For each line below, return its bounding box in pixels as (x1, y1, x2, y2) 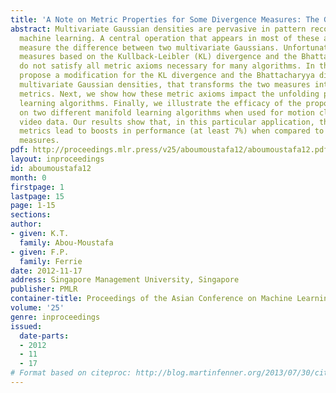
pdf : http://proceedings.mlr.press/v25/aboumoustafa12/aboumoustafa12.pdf (10, 145, 329, 155)
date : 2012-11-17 (10, 266, 83, 276)
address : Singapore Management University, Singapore (10, 275, 240, 285)
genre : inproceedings (10, 312, 101, 322)
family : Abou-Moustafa (19, 237, 114, 248)
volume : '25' (10, 303, 65, 313)
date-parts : (19, 331, 70, 341)
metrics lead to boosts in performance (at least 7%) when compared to (19, 126, 325, 136)
